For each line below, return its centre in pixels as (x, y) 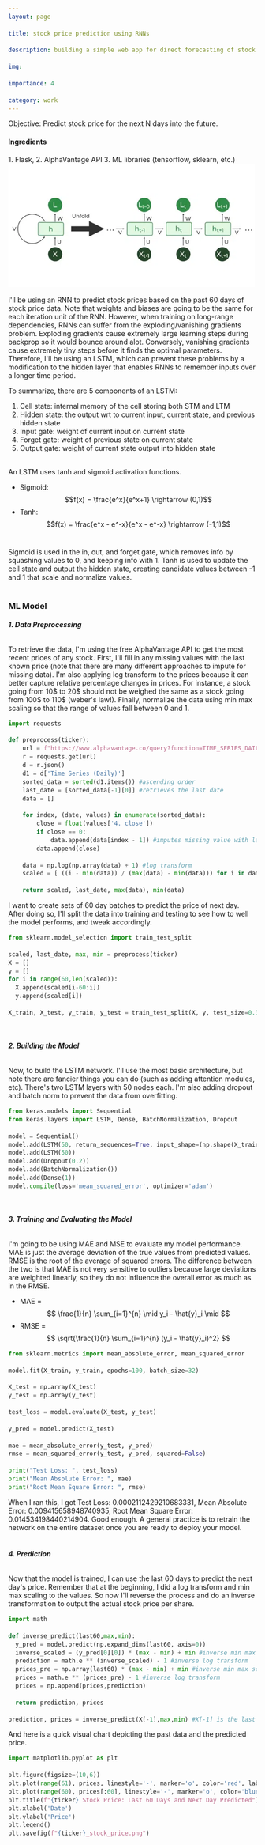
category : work (33, 100)
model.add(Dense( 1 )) (42, 1178)
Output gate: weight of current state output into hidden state (118, 448)
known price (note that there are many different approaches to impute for (127, 666)
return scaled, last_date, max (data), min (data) (104, 890)
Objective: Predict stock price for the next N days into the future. (113, 123)
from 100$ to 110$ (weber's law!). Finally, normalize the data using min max (130, 699)
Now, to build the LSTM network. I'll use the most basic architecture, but (125, 1071)
